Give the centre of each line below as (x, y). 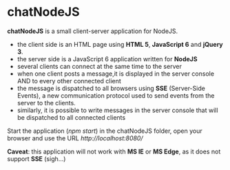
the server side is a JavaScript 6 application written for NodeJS (107, 59)
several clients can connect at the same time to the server (100, 66)
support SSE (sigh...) (36, 158)
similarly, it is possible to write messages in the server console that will (117, 110)
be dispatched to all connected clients (71, 117)
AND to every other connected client (69, 81)
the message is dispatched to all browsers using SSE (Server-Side (111, 88)
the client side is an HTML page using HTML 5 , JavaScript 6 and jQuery (120, 44)
